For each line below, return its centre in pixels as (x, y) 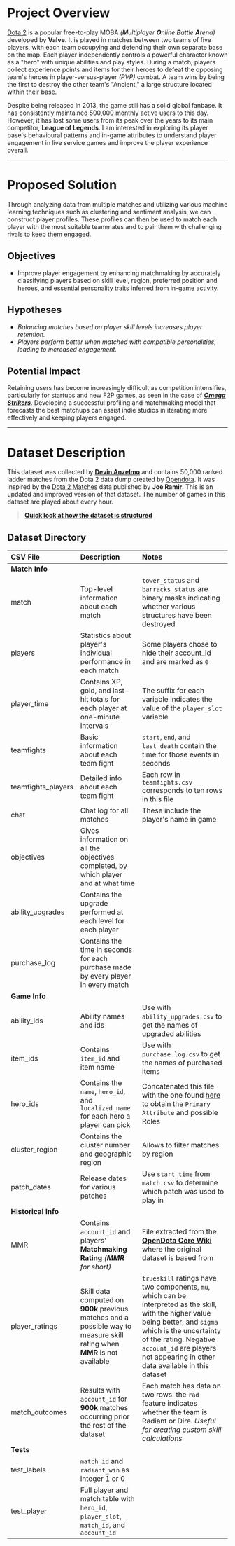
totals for (105, 700)
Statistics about (106, 635)
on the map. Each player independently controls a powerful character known (118, 55)
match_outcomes (39, 1412)
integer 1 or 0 (103, 1479)
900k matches (104, 1408)
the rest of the (104, 1426)
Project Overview (59, 13)
